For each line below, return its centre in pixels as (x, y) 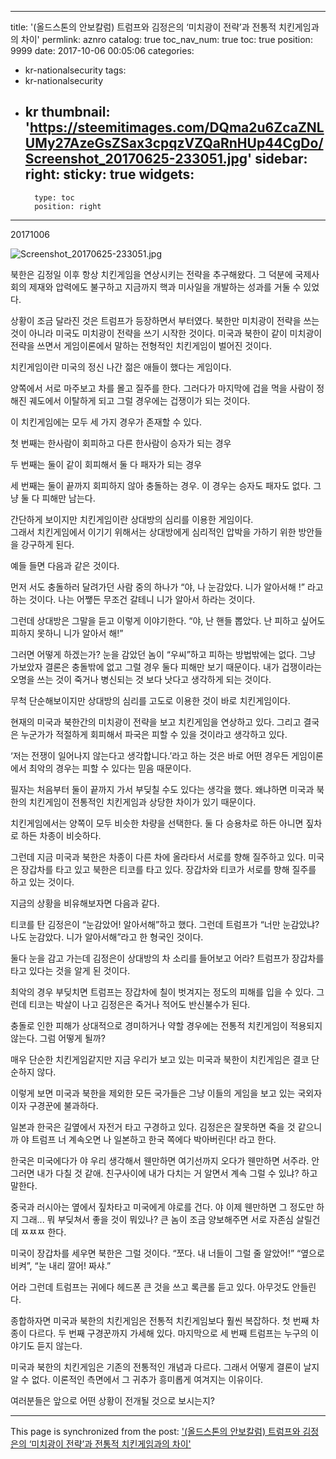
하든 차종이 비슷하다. (61, 835)
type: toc (54, 197)
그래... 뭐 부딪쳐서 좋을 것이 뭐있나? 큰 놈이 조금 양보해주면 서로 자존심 (157, 1219)
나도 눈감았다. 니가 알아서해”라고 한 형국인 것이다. (107, 937)
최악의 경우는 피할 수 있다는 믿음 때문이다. (110, 768)
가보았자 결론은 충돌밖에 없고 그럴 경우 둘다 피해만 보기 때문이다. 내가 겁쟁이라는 (166, 667)
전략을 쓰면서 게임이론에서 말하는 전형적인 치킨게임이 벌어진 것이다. (141, 345)
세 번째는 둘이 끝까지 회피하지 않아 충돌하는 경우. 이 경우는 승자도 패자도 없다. (161, 485)
